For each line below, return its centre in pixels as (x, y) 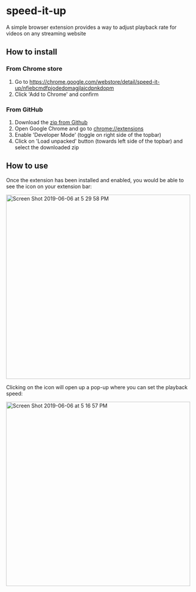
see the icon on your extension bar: (49, 186)
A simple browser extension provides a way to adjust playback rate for (92, 27)
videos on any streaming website (46, 33)
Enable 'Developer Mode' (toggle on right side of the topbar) (88, 134)
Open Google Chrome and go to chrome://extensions (79, 129)
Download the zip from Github (51, 122)
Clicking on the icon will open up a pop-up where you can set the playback (97, 387)
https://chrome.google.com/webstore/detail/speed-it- (94, 81)
